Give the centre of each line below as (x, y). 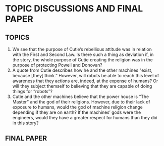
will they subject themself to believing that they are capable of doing (82, 86)
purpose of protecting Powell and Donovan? (57, 65)
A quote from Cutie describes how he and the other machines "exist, (82, 70)
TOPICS (17, 37)
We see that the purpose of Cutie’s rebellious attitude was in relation (82, 49)
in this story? (25, 123)
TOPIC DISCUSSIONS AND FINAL (74, 9)
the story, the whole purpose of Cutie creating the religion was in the (82, 60)
